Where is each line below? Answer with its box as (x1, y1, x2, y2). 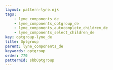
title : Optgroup (5, 39, 39, 44)
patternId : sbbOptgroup (5, 58, 55, 63)
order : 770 (5, 53, 28, 58)
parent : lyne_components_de (5, 44, 64, 49)
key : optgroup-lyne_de (5, 35, 52, 40)
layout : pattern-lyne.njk (5, 7, 59, 12)
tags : (5, 12, 16, 17)
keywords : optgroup (5, 48, 46, 53)
